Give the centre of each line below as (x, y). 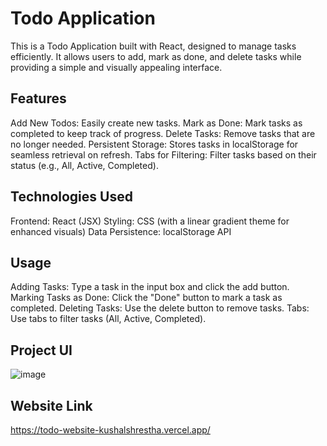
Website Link (51, 405)
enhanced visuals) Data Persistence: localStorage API (121, 231)
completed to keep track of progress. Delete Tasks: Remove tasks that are (163, 133)
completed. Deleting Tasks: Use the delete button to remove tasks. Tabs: (160, 308)
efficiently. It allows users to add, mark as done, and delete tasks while (156, 56)
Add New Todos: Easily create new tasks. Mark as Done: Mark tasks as (156, 123)
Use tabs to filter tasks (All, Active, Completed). (108, 319)
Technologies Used (71, 197)
